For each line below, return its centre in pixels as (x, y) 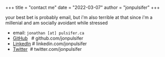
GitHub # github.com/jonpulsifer (48, 38)
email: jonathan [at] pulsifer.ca (48, 33)
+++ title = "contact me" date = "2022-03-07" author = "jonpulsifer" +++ (82, 7)
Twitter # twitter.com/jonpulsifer (47, 49)
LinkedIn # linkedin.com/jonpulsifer (50, 44)
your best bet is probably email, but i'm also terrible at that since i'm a (79, 17)
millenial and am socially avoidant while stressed (57, 23)
